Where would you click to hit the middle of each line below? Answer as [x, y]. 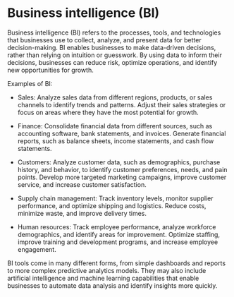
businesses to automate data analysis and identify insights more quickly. [112, 285]
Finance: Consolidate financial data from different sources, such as [115, 126]
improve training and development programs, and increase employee [118, 242]
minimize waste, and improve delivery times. [82, 213]
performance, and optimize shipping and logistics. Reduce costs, [112, 205]
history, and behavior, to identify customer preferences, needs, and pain [122, 169]
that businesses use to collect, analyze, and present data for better [105, 40]
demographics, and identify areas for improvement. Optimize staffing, [119, 234]
